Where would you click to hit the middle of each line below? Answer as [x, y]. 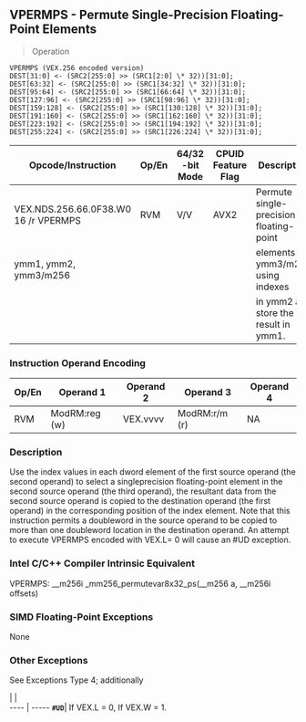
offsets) [24, 593]
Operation [51, 51]
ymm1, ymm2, [45, 264]
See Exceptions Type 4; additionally [76, 680]
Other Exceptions [49, 660]
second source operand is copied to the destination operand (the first [140, 501]
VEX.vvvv [143, 419]
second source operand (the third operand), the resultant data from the [143, 491]
